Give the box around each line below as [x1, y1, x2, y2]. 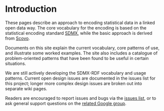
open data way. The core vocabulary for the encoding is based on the [5, 25, 147, 30]
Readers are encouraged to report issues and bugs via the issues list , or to [5, 95, 157, 101]
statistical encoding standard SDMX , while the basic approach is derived [5, 30, 153, 36]
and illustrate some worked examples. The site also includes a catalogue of [5, 50, 158, 56]
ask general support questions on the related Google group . [5, 100, 127, 106]
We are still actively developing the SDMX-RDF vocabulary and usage [5, 70, 146, 76]
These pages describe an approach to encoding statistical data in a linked [5, 20, 155, 26]
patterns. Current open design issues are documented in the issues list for [5, 75, 156, 81]
